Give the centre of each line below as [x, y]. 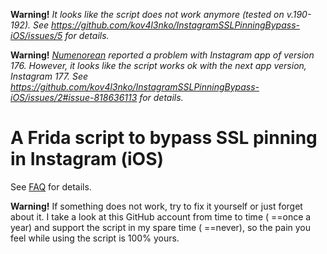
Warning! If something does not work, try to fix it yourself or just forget [156, 206]
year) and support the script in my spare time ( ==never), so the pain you [161, 227]
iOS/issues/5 [36, 35]
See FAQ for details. [51, 186]
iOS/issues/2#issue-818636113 [74, 97]
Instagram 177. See [49, 76]
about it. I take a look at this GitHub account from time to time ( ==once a [161, 216]
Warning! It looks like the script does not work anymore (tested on [147, 14]
